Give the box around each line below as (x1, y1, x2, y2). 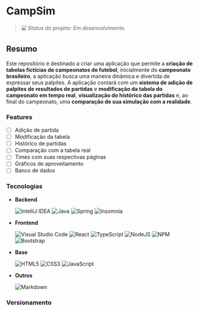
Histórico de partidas (14, 140, 67, 147)
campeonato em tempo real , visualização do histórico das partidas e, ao (6, 92, 189, 99)
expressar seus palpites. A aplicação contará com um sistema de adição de (6, 79, 193, 86)
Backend (14, 196, 38, 203)
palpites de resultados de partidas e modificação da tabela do (6, 85, 163, 92)
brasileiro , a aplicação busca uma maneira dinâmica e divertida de (6, 72, 170, 80)
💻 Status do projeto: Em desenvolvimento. (20, 24, 126, 31)
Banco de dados (14, 167, 55, 174)
